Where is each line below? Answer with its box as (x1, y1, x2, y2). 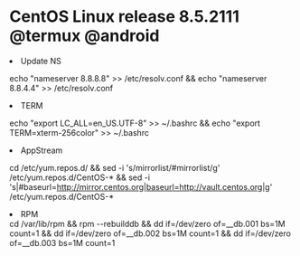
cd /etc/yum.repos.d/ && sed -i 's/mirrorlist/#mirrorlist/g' (9, 162, 220, 173)
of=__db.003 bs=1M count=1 (9, 237, 116, 248)
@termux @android (9, 25, 160, 46)
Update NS (21, 55, 61, 66)
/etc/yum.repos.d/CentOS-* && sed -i (9, 172, 151, 183)
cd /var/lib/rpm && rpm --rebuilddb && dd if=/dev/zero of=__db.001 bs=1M (9, 218, 286, 229)
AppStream (21, 145, 63, 156)
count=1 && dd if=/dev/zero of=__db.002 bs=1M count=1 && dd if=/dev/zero (9, 228, 292, 239)
